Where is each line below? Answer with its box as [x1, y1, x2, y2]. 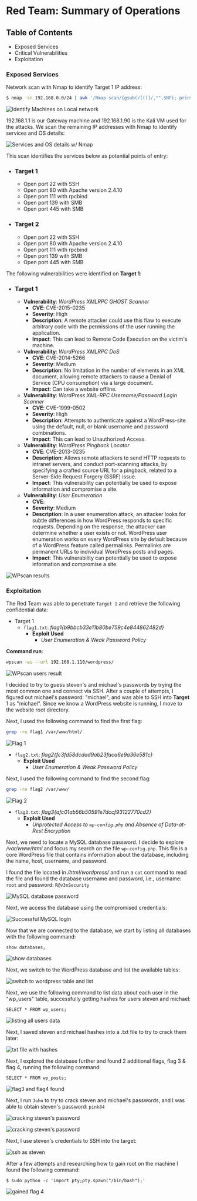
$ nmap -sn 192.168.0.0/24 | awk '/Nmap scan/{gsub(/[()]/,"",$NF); [6, 95, 177, 101]
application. [32, 330, 60, 337]
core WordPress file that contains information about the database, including [6, 851, 189, 858]
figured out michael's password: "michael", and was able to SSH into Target [6, 694, 189, 701]
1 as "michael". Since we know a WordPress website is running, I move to [6, 700, 183, 707]
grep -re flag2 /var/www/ [6, 787, 69, 793]
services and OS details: [6, 129, 65, 137]
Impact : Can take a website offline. [32, 385, 117, 392]
